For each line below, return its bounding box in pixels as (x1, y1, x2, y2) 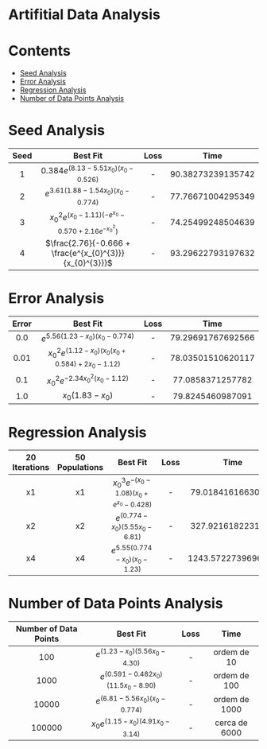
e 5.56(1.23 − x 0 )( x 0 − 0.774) (41, 332, 135, 344)
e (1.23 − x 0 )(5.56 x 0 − (95, 646, 166, 659)
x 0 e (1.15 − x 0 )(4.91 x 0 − (91, 716, 170, 731)
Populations (56, 462, 104, 473)
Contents (8, 42, 72, 60)
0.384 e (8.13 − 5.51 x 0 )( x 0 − (41, 164, 133, 177)
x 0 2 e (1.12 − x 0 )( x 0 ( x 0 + (47, 346, 126, 360)
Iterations (12, 462, 50, 473)
